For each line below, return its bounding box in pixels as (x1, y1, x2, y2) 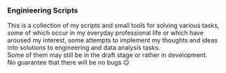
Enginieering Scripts (7, 6, 78, 15)
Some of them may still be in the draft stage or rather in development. (7, 51, 208, 59)
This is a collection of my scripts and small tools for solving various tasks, (7, 22, 220, 30)
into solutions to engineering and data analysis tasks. (7, 44, 161, 52)
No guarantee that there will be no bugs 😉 (7, 58, 130, 67)
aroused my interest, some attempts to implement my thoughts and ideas (7, 36, 218, 44)
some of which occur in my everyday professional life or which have (7, 29, 204, 37)
